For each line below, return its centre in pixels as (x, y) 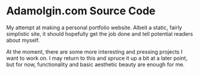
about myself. (23, 40)
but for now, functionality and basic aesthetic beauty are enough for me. (95, 64)
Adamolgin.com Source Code (81, 11)
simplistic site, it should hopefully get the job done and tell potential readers (100, 33)
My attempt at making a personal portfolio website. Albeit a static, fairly (94, 27)
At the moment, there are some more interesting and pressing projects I (94, 51)
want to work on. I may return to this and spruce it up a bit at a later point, (97, 58)
